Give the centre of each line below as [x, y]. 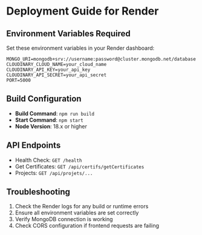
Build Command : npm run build [55, 113]
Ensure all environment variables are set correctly [77, 213]
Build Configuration [44, 99]
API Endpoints [34, 146]
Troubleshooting [38, 192]
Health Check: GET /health [48, 160]
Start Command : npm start [49, 120]
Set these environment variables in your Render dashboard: [80, 48]
